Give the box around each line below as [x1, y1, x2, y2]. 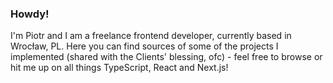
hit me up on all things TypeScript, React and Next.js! [10, 62, 229, 74]
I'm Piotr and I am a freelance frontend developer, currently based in [10, 30, 292, 42]
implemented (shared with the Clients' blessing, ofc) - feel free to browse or [10, 51, 323, 63]
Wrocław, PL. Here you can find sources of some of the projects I [10, 40, 279, 52]
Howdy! [10, 7, 50, 21]
